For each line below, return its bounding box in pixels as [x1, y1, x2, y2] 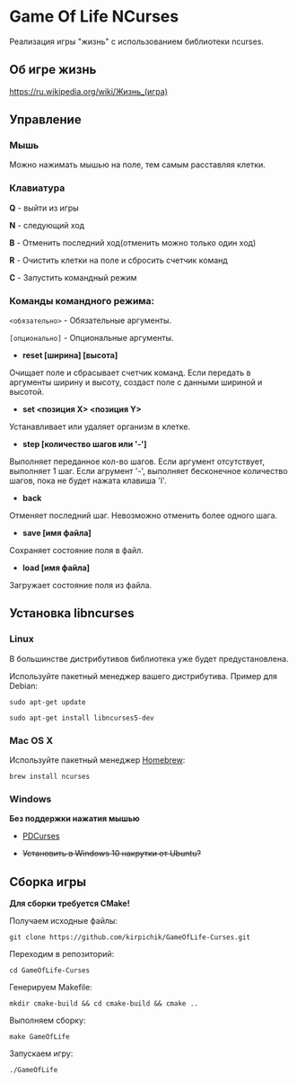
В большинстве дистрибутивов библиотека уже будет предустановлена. [9, 653, 289, 664]
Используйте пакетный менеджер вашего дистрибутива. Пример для [9, 670, 278, 681]
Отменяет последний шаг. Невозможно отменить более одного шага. [9, 510, 278, 521]
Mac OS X [9, 734, 54, 747]
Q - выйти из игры [9, 202, 79, 213]
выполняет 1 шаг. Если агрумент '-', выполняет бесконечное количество [9, 466, 289, 477]
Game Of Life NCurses [9, 6, 179, 27]
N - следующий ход [9, 219, 85, 230]
